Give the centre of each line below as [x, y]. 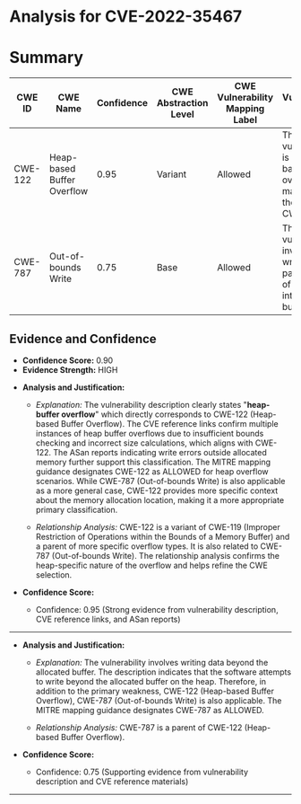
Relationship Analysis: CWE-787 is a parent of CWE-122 [139, 727]
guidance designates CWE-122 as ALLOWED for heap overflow [152, 471]
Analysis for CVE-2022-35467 [126, 17]
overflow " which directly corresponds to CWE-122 [155, 414]
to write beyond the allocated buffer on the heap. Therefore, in [151, 681]
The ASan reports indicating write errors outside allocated [160, 452]
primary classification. [77, 509]
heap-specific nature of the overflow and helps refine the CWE [152, 565]
